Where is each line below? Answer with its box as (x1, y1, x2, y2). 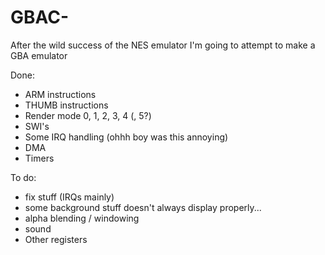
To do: (10, 171, 37, 183)
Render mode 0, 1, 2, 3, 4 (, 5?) (24, 109, 152, 121)
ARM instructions (24, 88, 97, 100)
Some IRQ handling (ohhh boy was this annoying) (24, 131, 229, 143)
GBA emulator (10, 49, 68, 61)
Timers (24, 152, 55, 164)
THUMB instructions (24, 99, 109, 111)
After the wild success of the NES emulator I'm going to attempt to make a (10, 39, 316, 51)
